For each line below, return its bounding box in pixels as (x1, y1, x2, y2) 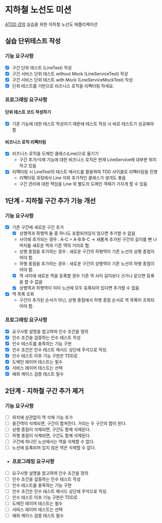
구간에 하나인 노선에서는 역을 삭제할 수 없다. (12, 439, 95, 444)
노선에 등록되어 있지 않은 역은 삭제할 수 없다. (12, 445, 96, 451)
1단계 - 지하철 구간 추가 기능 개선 (5, 196, 96, 205)
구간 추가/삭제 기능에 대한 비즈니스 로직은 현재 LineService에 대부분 (19, 157, 148, 163)
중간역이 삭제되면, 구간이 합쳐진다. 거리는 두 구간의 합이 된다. (12, 420, 127, 426)
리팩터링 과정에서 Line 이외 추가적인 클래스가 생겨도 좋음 (19, 175, 126, 181)
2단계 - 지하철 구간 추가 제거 (5, 387, 84, 395)
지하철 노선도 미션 (5, 4, 72, 16)
